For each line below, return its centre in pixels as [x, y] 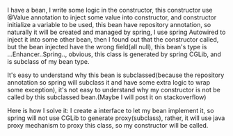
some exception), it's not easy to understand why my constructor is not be [114, 90]
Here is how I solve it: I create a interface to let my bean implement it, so [111, 111]
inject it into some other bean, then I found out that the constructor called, [113, 40]
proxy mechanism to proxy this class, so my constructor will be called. [108, 125]
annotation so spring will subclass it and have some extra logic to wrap [109, 82]
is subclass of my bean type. [48, 61]
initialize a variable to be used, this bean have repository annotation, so [109, 25]
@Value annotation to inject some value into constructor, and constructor [112, 17]
